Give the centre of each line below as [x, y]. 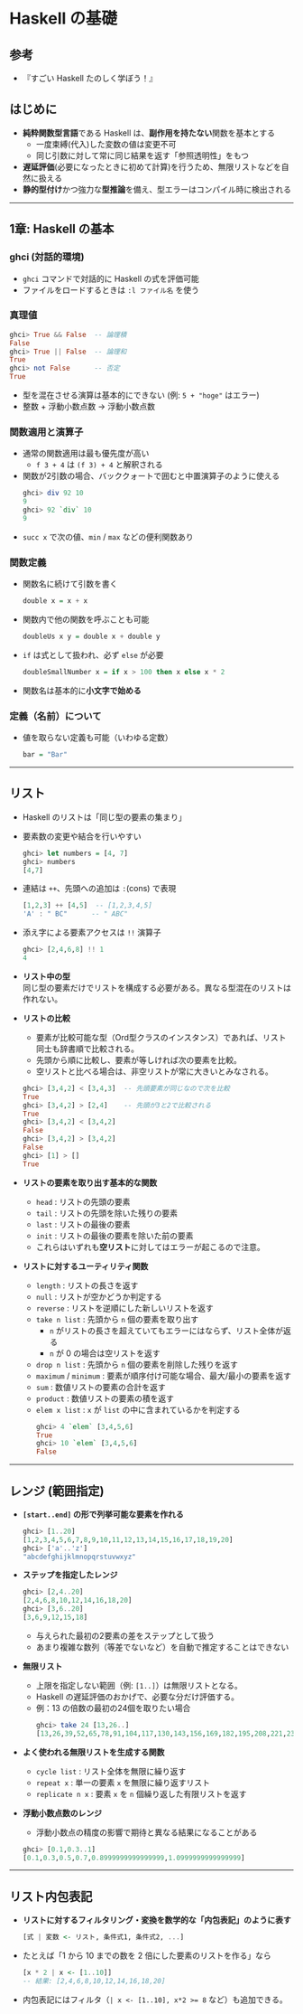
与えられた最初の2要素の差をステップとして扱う [125, 1635]
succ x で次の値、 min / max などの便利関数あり [108, 536]
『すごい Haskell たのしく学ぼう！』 [90, 78]
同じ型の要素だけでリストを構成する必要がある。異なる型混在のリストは [156, 987]
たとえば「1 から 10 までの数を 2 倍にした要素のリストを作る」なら [147, 1956]
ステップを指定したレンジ [70, 1575]
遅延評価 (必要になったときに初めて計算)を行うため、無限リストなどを [152, 166]
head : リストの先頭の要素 [83, 1201]
